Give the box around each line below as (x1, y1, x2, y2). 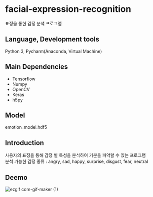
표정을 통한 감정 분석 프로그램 (5, 20, 62, 26)
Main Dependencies (5, 63, 68, 71)
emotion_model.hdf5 (5, 124, 47, 130)
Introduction (5, 139, 44, 147)
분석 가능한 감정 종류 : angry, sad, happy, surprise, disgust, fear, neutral (5, 158, 148, 164)
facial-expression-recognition (5, 3, 132, 15)
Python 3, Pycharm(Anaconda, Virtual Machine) (5, 48, 102, 54)
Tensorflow (12, 76, 36, 82)
